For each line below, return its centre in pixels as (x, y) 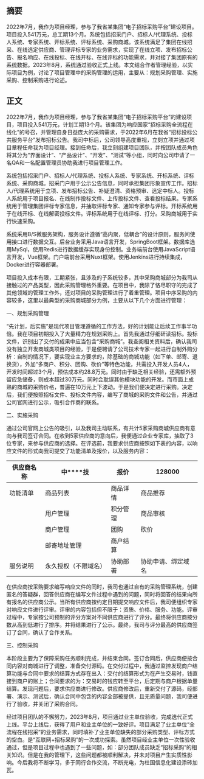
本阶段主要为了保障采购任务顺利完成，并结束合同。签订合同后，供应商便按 (99, 658)
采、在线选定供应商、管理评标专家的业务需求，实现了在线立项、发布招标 (97, 49)
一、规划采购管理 (28, 313)
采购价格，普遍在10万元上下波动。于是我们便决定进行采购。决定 (113, 387)
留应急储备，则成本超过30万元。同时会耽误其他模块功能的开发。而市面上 (97, 379)
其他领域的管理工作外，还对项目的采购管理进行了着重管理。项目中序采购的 (99, 292)
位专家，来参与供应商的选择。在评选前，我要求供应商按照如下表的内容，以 (99, 443)
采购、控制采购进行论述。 (38, 80)
